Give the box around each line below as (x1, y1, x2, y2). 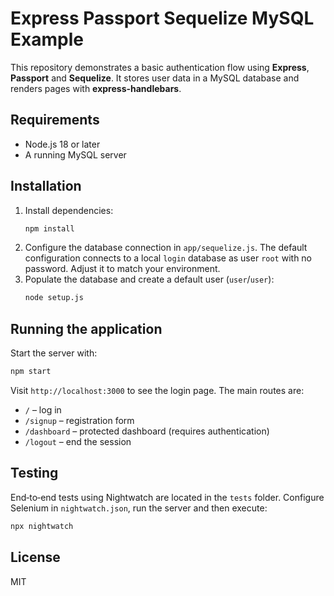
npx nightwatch (10, 521, 74, 531)
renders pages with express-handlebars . (10, 82, 182, 94)
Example (10, 28, 84, 51)
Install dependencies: (24, 204, 114, 216)
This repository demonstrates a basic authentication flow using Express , (10, 61, 310, 73)
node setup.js (24, 293, 84, 303)
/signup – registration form (24, 415, 135, 426)
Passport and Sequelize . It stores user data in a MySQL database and (10, 72, 300, 84)
